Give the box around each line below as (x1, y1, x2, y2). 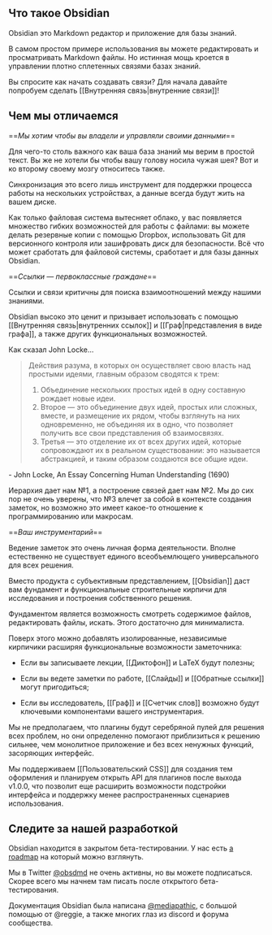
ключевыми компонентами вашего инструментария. (19, 707, 205, 716)
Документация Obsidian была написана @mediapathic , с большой (8, 901, 237, 911)
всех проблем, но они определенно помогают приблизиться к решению (8, 731, 261, 741)
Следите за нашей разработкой (8, 822, 179, 836)
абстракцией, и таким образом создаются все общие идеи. (40, 454, 248, 463)
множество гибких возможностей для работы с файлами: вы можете (8, 221, 250, 231)
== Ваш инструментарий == (8, 527, 103, 537)
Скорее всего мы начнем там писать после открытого (8, 876, 198, 886)
